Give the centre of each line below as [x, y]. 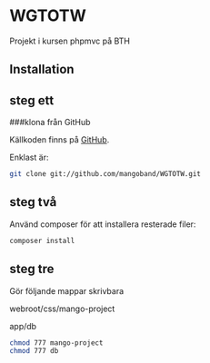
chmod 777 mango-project [56, 343]
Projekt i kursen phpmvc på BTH [70, 41]
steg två [33, 202]
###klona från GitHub [50, 123]
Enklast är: [29, 157]
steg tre [32, 269]
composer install [42, 240]
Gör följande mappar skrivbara [67, 290]
